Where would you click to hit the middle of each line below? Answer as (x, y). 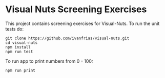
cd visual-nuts (22, 43)
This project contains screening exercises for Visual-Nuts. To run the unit (82, 23)
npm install (18, 47)
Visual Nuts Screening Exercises (76, 9)
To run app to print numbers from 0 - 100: (49, 61)
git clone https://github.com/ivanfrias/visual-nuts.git (67, 38)
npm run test (19, 51)
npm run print (20, 70)
